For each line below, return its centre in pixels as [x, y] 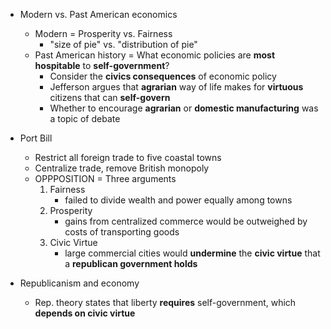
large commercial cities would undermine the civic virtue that [192, 253]
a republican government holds [131, 263]
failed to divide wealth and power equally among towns [178, 200]
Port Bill [36, 138]
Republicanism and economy [79, 283]
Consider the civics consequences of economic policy [163, 76]
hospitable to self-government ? [102, 65]
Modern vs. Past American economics [98, 14]
